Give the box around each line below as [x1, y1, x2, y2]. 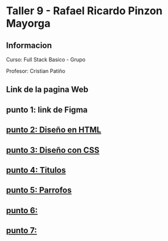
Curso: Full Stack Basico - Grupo [6, 56, 85, 63]
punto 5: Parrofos [6, 185, 72, 195]
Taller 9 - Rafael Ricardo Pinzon [6, 4, 163, 18]
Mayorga [6, 17, 51, 30]
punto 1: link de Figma [6, 105, 88, 115]
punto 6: [6, 205, 38, 216]
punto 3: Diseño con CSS [6, 145, 100, 155]
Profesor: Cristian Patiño [6, 68, 66, 75]
